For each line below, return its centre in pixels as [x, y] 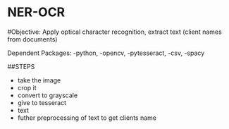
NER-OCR [36, 12]
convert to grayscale [48, 95]
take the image [39, 80]
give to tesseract [42, 102]
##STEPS [21, 66]
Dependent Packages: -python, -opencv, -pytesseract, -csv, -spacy [106, 53]
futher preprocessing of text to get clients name [87, 118]
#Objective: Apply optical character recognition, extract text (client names [114, 32]
